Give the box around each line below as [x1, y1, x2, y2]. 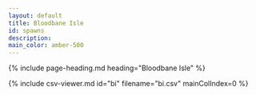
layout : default [8, 11, 62, 20]
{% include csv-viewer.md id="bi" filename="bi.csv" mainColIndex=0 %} [8, 79, 250, 89]
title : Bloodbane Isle [8, 19, 84, 27]
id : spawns [8, 26, 45, 34]
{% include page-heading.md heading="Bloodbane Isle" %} [8, 63, 206, 73]
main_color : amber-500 [8, 42, 84, 49]
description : [8, 34, 52, 42]
